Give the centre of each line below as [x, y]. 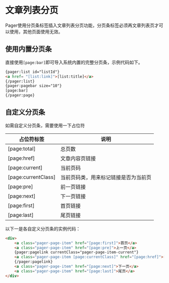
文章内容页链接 [78, 158]
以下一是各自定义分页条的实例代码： [43, 228]
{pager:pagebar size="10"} [34, 86]
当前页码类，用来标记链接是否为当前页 [106, 177]
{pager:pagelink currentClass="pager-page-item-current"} [76, 252]
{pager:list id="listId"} [32, 72]
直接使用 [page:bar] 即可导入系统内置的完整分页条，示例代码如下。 [74, 62]
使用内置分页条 [29, 49]
